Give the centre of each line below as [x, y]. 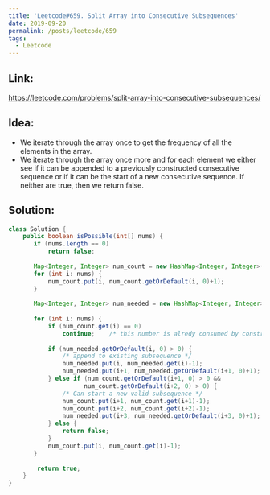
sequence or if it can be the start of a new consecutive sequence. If [132, 176]
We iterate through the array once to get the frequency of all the [126, 142]
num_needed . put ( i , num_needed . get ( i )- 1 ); [133, 364]
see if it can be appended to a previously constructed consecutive [129, 168]
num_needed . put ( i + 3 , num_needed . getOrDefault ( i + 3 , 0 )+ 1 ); [162, 416]
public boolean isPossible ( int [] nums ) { [93, 237]
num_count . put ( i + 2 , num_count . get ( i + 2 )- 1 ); [136, 408]
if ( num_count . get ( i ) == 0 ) [95, 326]
